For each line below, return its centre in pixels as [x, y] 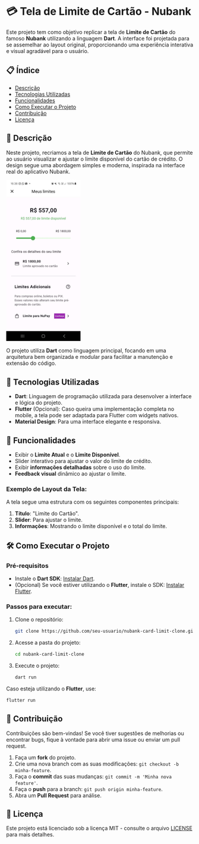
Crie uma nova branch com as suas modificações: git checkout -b [97, 764]
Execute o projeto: [37, 666]
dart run [26, 677]
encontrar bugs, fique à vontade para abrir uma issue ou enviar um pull [93, 739]
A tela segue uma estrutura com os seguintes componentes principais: [93, 502]
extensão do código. [31, 363]
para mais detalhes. [30, 834]
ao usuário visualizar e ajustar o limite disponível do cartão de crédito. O [94, 159]
